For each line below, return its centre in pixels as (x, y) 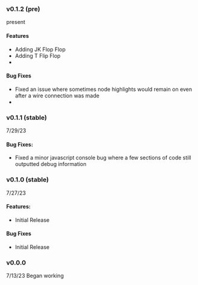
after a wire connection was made (57, 96)
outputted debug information (51, 164)
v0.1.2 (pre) (23, 9)
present (16, 22)
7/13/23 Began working (35, 276)
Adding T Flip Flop (38, 55)
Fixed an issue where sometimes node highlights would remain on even (104, 89)
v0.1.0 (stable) (28, 180)
